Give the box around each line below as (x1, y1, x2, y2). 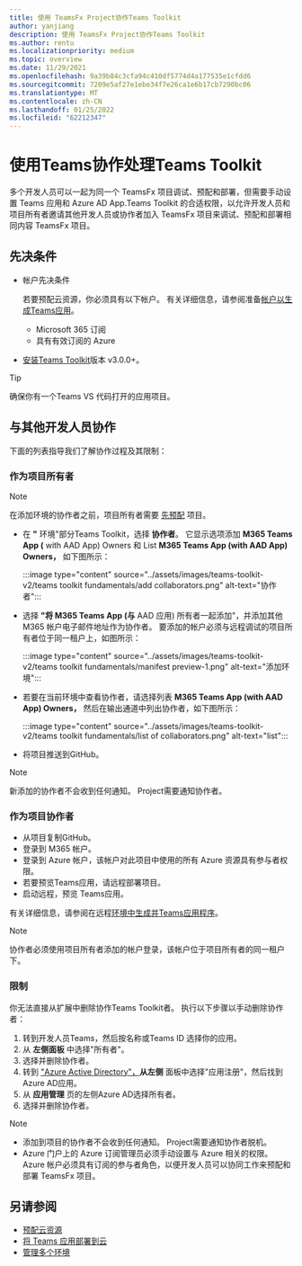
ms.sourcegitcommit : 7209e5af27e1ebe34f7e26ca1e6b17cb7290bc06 (9, 80, 252, 89)
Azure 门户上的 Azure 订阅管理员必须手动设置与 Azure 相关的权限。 (22, 1147, 273, 1158)
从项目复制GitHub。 (22, 833, 96, 843)
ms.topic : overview (9, 55, 83, 64)
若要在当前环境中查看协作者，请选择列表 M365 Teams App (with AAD (22, 691, 283, 702)
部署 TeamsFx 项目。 (22, 1170, 101, 1181)
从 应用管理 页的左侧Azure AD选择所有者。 (22, 1089, 182, 1100)
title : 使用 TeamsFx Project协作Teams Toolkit (9, 13, 182, 22)
